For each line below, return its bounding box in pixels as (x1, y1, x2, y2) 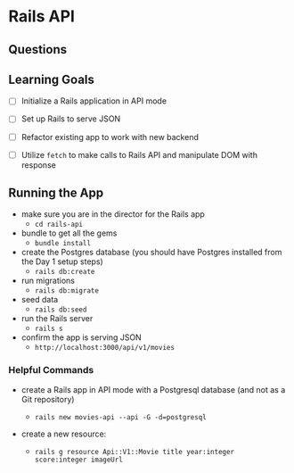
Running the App (8, 186, 104, 201)
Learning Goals (8, 71, 95, 87)
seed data (20, 295, 59, 305)
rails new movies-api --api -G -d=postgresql (34, 412, 207, 421)
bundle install (34, 239, 91, 248)
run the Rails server (20, 313, 94, 324)
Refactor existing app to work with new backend (20, 131, 200, 142)
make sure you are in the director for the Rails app (20, 209, 206, 220)
